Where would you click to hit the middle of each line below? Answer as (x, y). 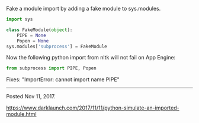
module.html (21, 114)
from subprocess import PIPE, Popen (51, 68)
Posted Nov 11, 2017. (31, 97)
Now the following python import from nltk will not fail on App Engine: (91, 58)
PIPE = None (31, 35)
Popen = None (33, 41)
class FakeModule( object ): (39, 30)
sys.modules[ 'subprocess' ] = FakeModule (57, 46)
